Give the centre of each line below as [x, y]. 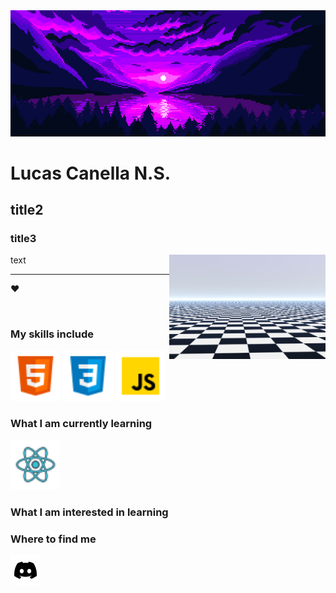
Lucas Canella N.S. [91, 173]
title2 [27, 210]
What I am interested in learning [89, 512]
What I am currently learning [81, 423]
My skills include [52, 334]
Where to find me [53, 539]
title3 [23, 239]
